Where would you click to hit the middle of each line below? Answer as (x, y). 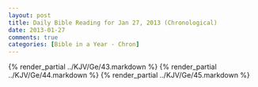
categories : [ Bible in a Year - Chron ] (74, 45)
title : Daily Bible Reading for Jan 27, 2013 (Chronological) (113, 23)
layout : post (30, 15)
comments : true (33, 37)
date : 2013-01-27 (37, 30)
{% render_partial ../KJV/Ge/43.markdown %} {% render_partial (113, 67)
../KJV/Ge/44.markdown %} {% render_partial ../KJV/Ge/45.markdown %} (129, 75)
